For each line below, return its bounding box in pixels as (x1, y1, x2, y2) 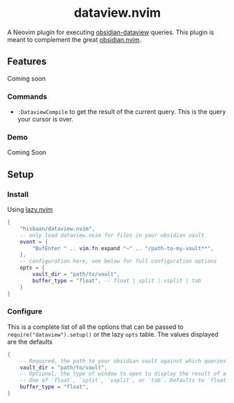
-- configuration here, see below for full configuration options (20, 258, 217, 265)
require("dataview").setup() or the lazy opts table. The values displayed (7, 330, 219, 338)
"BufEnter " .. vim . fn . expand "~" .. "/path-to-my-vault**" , (32, 244, 214, 252)
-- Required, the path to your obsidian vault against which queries (20, 358, 227, 365)
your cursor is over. (17, 115, 73, 124)
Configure (7, 307, 43, 316)
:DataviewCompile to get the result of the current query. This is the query (17, 108, 226, 116)
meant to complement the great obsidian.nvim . (7, 35, 142, 43)
